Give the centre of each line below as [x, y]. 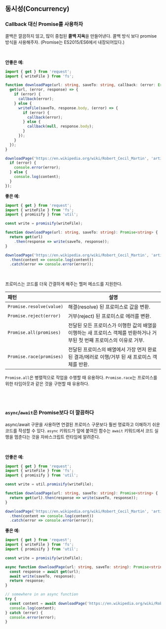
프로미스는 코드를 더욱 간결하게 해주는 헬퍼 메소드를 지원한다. [64, 284]
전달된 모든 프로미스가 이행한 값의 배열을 [113, 325]
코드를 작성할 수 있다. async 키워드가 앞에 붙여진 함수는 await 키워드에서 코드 [79, 430]
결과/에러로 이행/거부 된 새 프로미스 [113, 357]
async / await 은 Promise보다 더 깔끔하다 [50, 413]
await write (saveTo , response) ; [43, 576]
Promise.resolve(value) [36, 307]
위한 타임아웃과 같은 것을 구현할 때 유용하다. [47, 384]
